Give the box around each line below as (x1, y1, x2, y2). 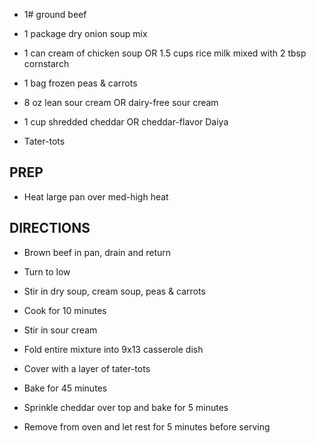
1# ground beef (23, 9, 87, 20)
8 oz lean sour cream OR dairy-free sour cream (23, 97, 219, 108)
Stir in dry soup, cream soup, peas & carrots (23, 285, 206, 297)
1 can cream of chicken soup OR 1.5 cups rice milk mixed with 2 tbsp (23, 47, 307, 59)
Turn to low (23, 265, 71, 278)
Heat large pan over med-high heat (23, 190, 169, 203)
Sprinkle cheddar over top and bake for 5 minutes (23, 401, 229, 413)
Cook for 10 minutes (23, 304, 107, 316)
